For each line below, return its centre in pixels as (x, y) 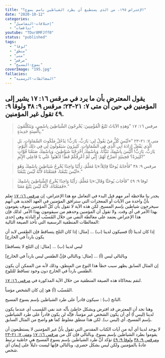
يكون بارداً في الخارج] (25, 237)
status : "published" (26, 38)
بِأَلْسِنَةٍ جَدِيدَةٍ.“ (30, 131)
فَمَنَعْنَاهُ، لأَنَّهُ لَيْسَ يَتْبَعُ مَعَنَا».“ (43, 186)
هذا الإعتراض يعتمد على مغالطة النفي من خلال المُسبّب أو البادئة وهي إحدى (73, 217)
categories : (17, 19)
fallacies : (16, 74)
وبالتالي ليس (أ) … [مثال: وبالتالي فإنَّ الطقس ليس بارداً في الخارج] (66, 256)
